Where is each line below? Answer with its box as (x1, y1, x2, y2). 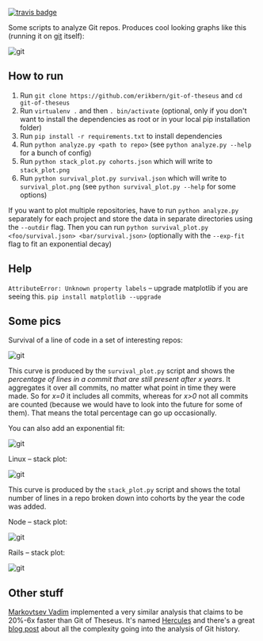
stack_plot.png (19, 166, 71, 174)
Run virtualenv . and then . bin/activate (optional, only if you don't (19, 105, 247, 115)
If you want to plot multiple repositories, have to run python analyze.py (8, 205, 239, 215)
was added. (8, 502, 47, 511)
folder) (19, 123, 42, 132)
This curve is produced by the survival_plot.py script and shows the (8, 366, 235, 376)
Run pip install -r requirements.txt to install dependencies (19, 131, 223, 140)
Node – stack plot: (8, 517, 68, 527)
